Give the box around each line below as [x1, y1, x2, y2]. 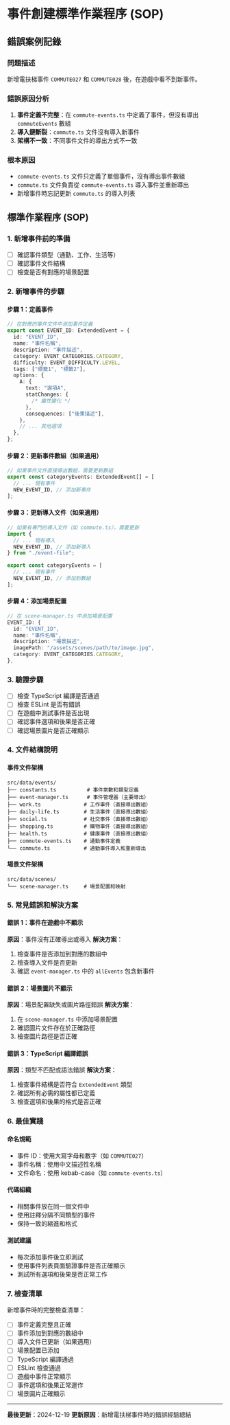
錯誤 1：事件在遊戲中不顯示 [7, 919, 84, 927]
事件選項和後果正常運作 [16, 1380, 84, 1389]
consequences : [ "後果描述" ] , [25, 410, 105, 417]
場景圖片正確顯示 [16, 1389, 66, 1398]
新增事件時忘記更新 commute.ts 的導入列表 [16, 190, 136, 198]
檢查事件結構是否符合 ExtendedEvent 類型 [16, 1080, 133, 1089]
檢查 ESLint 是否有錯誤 [16, 700, 81, 708]
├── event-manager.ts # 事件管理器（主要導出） [7, 794, 149, 800]
